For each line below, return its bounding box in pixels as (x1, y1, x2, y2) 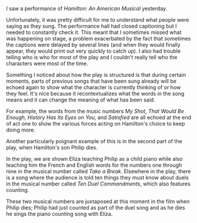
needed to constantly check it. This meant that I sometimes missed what (6, 29, 182, 36)
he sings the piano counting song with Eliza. (6, 211, 113, 217)
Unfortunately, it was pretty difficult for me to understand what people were (6, 16, 189, 23)
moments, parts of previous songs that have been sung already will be (6, 77, 176, 85)
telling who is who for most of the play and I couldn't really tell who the (6, 54, 178, 60)
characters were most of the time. (6, 60, 88, 67)
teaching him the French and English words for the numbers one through (6, 161, 182, 168)
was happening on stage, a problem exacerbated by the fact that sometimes (6, 35, 191, 42)
